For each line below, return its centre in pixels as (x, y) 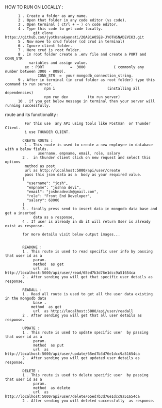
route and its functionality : (32, 115)
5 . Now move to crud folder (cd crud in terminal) (71, 41)
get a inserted (20, 213)
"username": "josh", (47, 183)
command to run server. (29, 84)
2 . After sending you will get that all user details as (82, 315)
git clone (43, 33)
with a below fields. (27, 149)
